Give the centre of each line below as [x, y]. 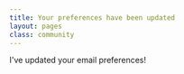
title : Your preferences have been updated [92, 18]
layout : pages [36, 26]
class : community [42, 34]
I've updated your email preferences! [78, 60]
